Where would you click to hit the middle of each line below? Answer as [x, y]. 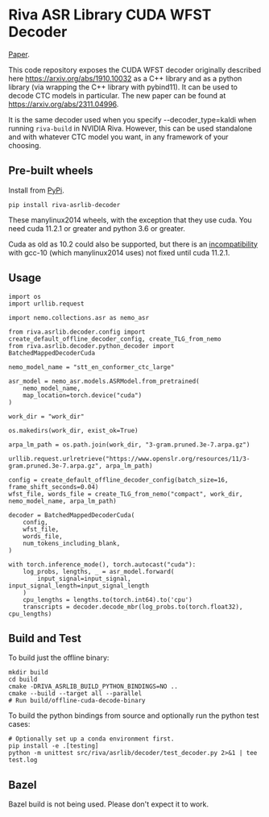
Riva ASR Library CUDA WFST [110, 15]
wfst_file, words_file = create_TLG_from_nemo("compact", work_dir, [126, 494]
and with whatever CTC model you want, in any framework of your [118, 137]
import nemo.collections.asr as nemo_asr [79, 317]
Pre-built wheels [51, 171]
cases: [19, 724]
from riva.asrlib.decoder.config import [77, 332]
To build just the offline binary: [59, 657]
